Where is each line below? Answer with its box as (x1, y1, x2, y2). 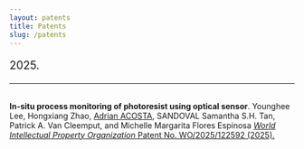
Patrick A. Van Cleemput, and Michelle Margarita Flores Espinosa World (9, 119, 276, 131)
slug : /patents (9, 30, 67, 39)
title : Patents (9, 22, 67, 31)
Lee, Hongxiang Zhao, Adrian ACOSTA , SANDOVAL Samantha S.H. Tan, (9, 110, 276, 121)
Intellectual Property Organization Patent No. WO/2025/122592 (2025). (9, 129, 275, 140)
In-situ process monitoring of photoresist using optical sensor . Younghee (9, 100, 290, 111)
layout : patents (9, 13, 71, 23)
